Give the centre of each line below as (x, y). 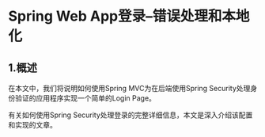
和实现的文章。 (32, 125)
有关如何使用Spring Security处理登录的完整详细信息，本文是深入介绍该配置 (131, 115)
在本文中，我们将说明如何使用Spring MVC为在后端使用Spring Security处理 (129, 88)
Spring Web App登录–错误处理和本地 (129, 16)
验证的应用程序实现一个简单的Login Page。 (85, 98)
